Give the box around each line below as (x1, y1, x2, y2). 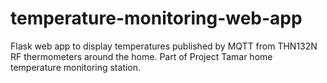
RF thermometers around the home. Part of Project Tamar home (10, 50, 273, 62)
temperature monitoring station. (10, 61, 142, 73)
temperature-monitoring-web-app (10, 7, 303, 30)
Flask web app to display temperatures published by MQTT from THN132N (10, 40, 318, 52)
